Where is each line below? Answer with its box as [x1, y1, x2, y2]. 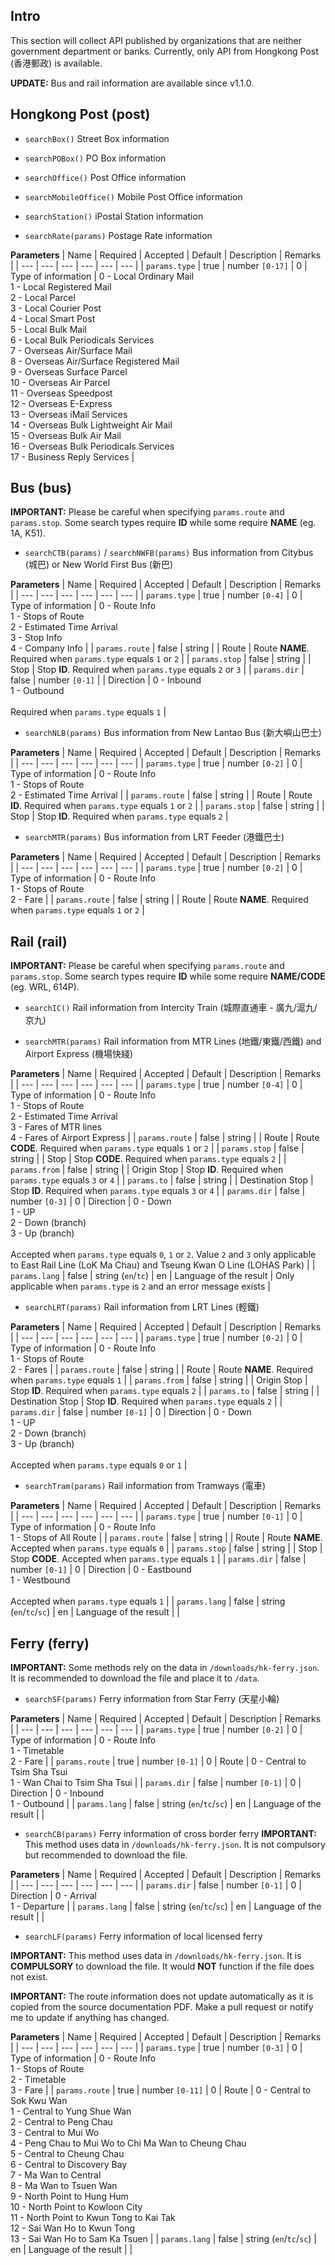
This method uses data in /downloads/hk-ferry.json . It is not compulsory [24, 1839, 326, 1851]
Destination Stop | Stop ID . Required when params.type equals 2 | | [10, 1395, 283, 1408]
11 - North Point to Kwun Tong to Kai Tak [10, 2212, 176, 2224]
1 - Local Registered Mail [10, 280, 112, 293]
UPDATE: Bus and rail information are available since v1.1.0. [10, 77, 255, 89]
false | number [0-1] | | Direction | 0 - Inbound [10, 674, 202, 686]
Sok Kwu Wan [10, 2095, 68, 2107]
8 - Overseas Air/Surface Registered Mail [10, 355, 180, 367]
